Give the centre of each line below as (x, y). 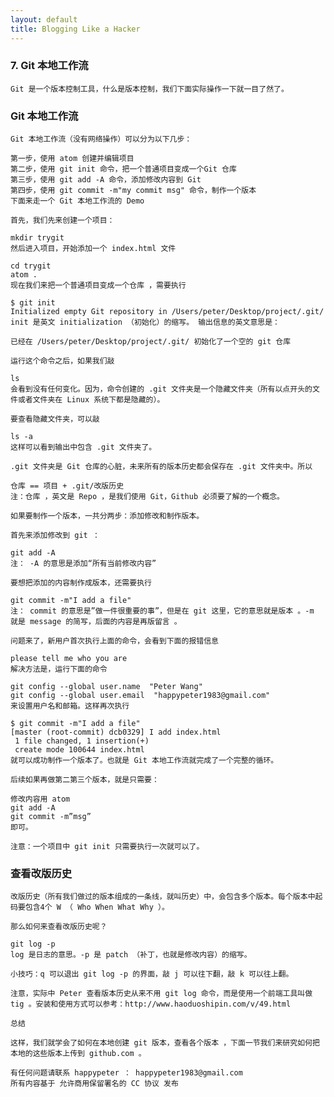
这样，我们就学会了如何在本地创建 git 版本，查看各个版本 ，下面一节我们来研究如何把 (165, 1043)
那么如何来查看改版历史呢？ (59, 927)
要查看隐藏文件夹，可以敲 (55, 419)
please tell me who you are (69, 659)
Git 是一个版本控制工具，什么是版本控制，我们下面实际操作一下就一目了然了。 (149, 89)
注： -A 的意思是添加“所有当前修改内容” (83, 564)
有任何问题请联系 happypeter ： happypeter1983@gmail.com (126, 1073)
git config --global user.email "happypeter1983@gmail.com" (140, 696)
